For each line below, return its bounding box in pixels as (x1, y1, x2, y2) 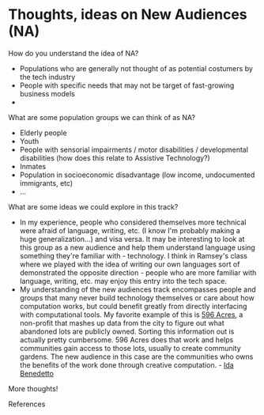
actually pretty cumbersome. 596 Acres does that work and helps (19, 334, 234, 345)
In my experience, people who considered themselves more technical (19, 217, 247, 227)
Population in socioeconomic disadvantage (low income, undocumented (19, 170, 255, 179)
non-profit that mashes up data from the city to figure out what (19, 318, 224, 327)
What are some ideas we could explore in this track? (8, 202, 179, 211)
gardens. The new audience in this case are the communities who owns (19, 352, 254, 361)
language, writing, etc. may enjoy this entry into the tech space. (19, 276, 228, 285)
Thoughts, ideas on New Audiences (8, 6, 247, 24)
